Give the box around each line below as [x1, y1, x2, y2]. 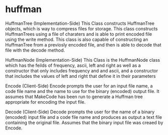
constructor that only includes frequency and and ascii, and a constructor [5, 67, 158, 74]
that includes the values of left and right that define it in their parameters [5, 73, 156, 79]
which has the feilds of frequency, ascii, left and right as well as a [5, 62, 141, 68]
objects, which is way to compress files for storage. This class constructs [5, 25, 158, 31]
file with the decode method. [5, 47, 65, 53]
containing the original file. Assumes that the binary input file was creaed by [5, 119, 163, 125]
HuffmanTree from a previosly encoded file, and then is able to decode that [5, 41, 161, 48]
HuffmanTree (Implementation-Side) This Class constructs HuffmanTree [5, 20, 155, 26]
